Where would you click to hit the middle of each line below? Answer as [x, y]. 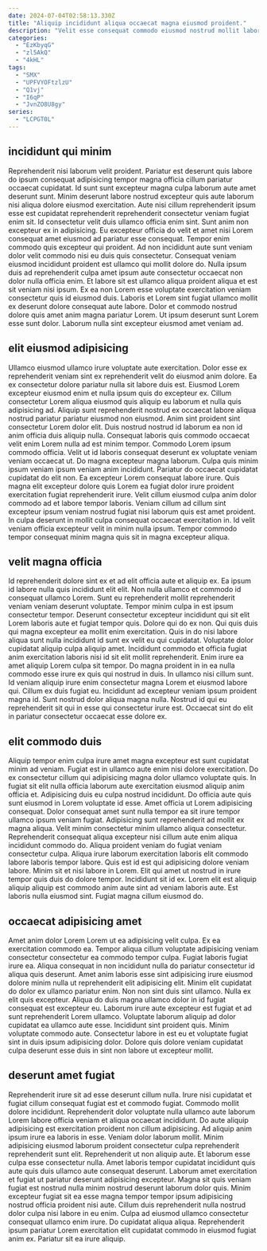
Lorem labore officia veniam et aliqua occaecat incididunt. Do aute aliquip [128, 1120]
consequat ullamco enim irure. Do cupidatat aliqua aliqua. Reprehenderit [126, 1222]
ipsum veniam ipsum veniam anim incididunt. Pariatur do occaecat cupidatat [133, 469]
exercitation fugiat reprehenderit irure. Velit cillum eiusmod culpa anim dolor [132, 494]
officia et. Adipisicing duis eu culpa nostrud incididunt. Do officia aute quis [130, 794]
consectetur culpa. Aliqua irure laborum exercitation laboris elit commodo [128, 854]
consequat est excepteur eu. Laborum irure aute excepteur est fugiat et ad [130, 1008]
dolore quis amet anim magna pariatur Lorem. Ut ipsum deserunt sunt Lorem [133, 315]
